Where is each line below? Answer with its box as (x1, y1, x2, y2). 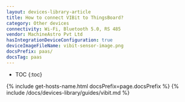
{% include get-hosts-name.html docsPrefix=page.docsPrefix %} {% (6, 83, 180, 90)
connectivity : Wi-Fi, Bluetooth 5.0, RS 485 (6, 25, 121, 32)
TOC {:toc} (15, 70, 43, 78)
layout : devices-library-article (6, 8, 91, 15)
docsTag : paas (6, 54, 43, 60)
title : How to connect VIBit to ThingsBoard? (6, 15, 124, 21)
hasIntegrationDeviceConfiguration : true (6, 37, 113, 43)
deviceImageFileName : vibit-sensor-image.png (6, 43, 124, 49)
